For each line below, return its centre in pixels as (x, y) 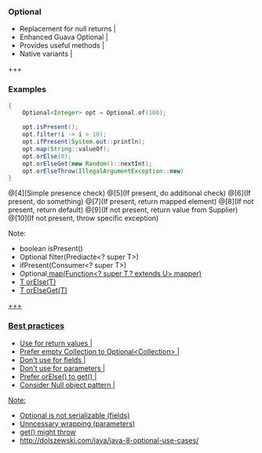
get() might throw (47, 432)
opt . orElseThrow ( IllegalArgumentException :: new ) (103, 171)
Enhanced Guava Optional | (64, 37)
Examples (27, 90)
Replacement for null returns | (67, 29)
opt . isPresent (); (51, 127)
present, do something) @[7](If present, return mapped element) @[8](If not (131, 202)
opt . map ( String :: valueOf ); (66, 149)
